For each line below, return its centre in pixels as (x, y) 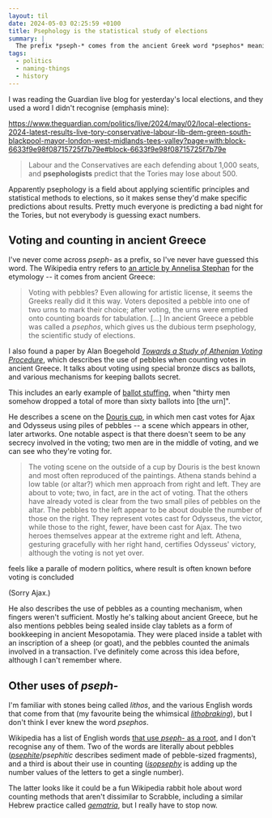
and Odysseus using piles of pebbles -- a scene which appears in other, (129, 426)
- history (32, 76)
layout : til (28, 16)
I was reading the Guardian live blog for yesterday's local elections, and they (136, 99)
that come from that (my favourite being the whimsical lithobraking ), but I (130, 714)
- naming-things (43, 69)
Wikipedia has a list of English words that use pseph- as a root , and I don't (132, 738)
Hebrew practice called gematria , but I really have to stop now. (113, 805)
